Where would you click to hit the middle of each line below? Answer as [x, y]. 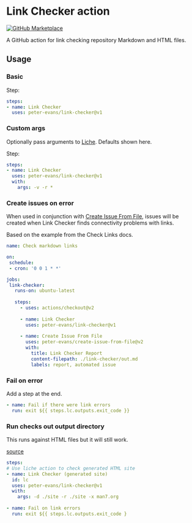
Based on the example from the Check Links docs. [70, 235]
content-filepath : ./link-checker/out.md [84, 359]
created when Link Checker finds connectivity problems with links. [90, 223]
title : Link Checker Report [67, 354]
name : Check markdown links [42, 246]
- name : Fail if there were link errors [59, 405]
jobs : [13, 280]
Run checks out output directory [56, 426]
